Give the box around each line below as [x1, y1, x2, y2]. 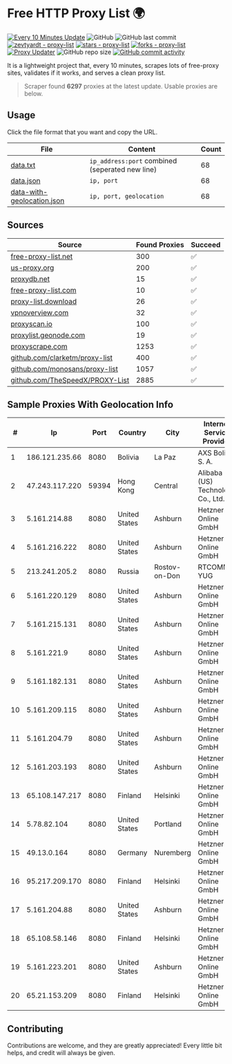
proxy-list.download [10, 296, 77, 306]
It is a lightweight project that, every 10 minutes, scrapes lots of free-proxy [7, 61, 220, 69]
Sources [7, 219, 44, 231]
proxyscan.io [10, 319, 53, 329]
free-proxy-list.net [10, 251, 73, 261]
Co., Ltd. [197, 494, 225, 504]
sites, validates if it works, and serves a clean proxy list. [7, 69, 166, 77]
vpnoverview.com [10, 307, 69, 317]
